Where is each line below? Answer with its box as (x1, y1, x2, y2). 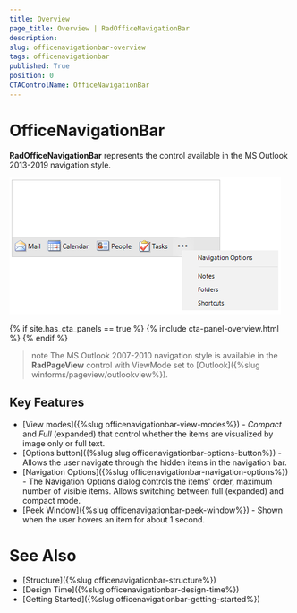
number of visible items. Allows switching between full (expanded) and (21, 485, 284, 496)
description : (9, 33, 58, 42)
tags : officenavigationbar (9, 52, 110, 62)
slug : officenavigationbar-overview (9, 43, 146, 52)
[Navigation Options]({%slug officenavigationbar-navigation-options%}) (21, 466, 289, 477)
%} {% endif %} (9, 332, 69, 343)
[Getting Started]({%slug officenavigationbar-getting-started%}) (21, 594, 261, 605)
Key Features (9, 395, 85, 410)
